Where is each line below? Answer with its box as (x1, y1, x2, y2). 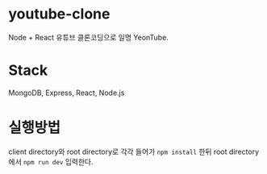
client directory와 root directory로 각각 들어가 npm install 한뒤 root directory (8, 147, 260, 156)
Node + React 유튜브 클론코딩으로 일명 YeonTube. (8, 32, 169, 42)
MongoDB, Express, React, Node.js (8, 88, 125, 97)
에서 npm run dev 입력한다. (8, 156, 94, 166)
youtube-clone (8, 5, 111, 23)
